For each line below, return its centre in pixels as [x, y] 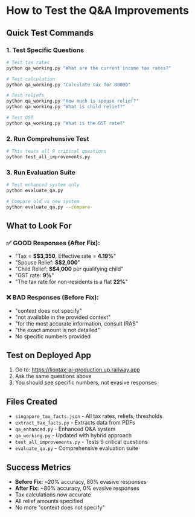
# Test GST [20, 118]
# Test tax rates [28, 62]
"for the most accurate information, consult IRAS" [77, 323]
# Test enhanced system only [43, 185]
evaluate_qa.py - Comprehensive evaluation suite [77, 448]
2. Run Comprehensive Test [48, 138]
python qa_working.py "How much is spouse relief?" [72, 101]
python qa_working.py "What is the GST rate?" [66, 123]
